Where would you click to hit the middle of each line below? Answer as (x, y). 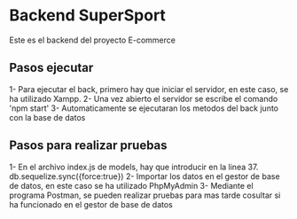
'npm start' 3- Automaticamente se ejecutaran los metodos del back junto (144, 108)
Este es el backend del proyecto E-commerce (92, 40)
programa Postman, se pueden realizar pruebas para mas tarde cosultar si (145, 195)
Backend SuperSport (88, 16)
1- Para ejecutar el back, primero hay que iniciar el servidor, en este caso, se (149, 89)
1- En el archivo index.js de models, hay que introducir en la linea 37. (134, 167)
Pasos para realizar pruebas (88, 146)
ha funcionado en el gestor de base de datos (91, 204)
